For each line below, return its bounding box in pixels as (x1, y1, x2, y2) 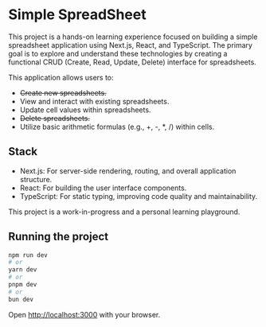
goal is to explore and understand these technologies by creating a (8, 49, 228, 58)
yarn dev (8, 266, 37, 274)
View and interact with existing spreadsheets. (19, 96, 170, 106)
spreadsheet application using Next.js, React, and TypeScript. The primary (8, 40, 253, 49)
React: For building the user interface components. (19, 183, 187, 193)
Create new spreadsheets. (19, 88, 107, 97)
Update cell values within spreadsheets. (19, 105, 151, 115)
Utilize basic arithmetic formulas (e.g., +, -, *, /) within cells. (19, 122, 215, 131)
